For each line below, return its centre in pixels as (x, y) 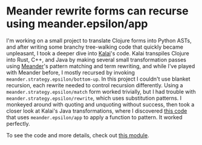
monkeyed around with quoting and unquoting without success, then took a (100, 104)
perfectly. (18, 123)
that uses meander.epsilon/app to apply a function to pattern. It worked (94, 117)
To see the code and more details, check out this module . (78, 135)
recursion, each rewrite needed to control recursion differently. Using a (95, 85)
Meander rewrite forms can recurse (97, 11)
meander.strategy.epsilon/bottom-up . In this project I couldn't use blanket (98, 79)
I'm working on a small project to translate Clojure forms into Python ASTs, (99, 40)
